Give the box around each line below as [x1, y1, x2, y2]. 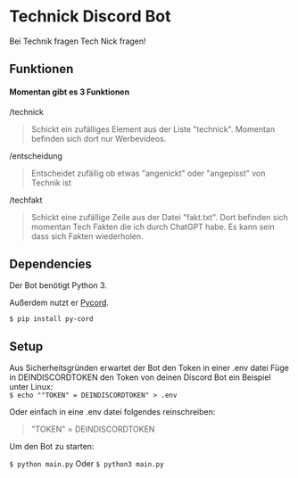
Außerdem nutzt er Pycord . [9, 297, 110, 309]
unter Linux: [9, 382, 54, 392]
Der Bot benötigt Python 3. [9, 280, 107, 291]
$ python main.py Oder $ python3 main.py [9, 458, 164, 469]
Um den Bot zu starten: [9, 441, 95, 452]
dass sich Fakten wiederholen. [30, 230, 144, 242]
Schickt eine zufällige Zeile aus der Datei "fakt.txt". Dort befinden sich [30, 211, 288, 222]
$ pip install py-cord [9, 315, 94, 324]
